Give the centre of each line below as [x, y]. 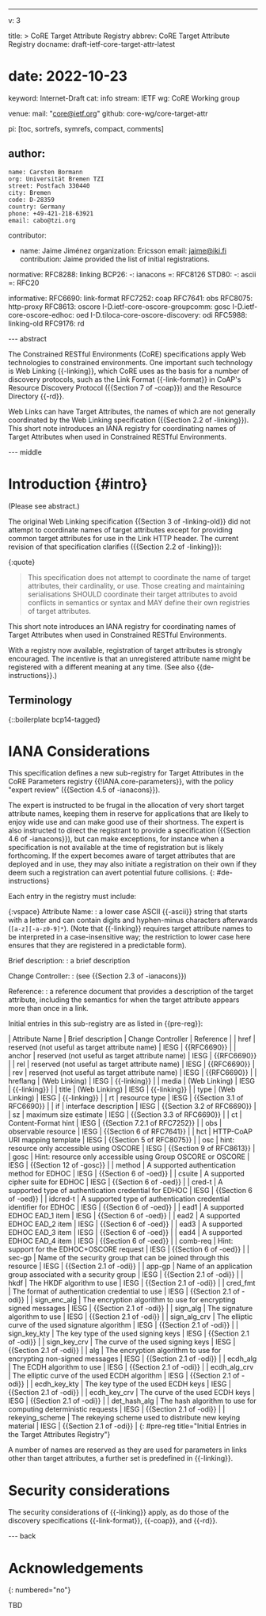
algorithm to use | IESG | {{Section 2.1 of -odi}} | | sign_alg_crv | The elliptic [131, 1317]
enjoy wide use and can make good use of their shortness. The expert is [126, 822]
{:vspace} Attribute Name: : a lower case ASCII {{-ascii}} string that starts [128, 912]
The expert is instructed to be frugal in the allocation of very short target [126, 806]
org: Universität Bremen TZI [56, 179]
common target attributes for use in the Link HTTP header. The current [123, 538]
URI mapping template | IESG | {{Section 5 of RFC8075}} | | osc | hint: [122, 1140]
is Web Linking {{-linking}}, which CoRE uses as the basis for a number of [128, 371]
